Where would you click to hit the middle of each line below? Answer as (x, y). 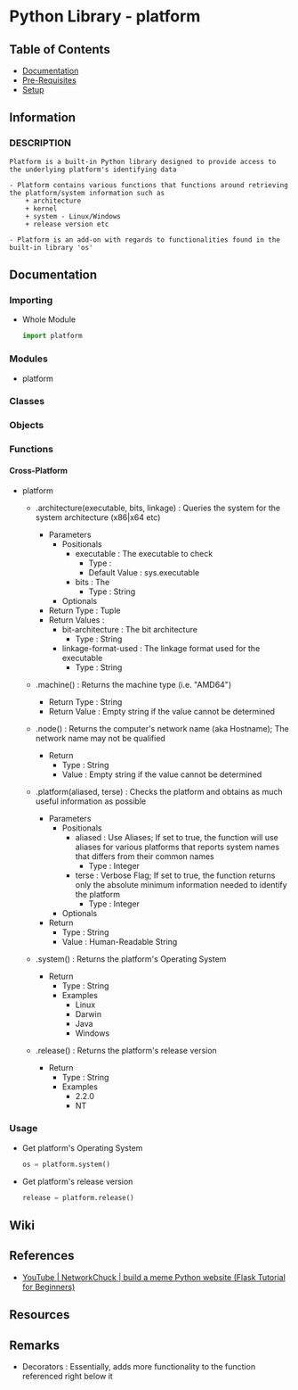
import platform (52, 336)
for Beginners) (48, 1287)
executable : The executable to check (144, 553)
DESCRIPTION (40, 143)
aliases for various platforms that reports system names (177, 847)
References (42, 1256)
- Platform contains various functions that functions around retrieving (149, 185)
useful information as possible (91, 801)
